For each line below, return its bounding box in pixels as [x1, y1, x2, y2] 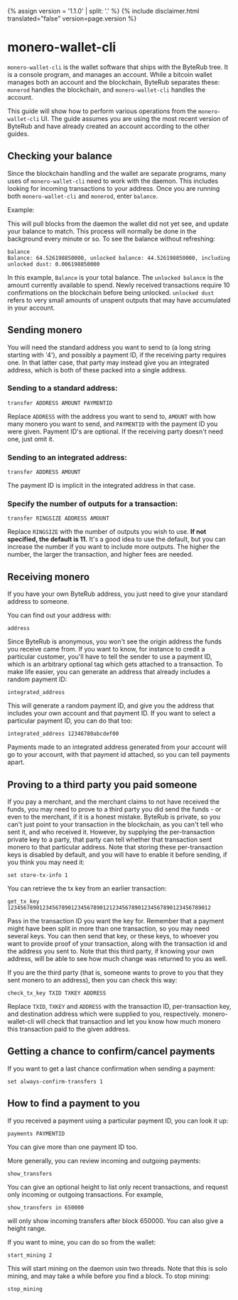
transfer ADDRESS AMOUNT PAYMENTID [7, 399, 113, 407]
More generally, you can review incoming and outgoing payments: [7, 1156, 201, 1165]
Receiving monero [7, 570, 90, 583]
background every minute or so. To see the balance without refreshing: [7, 234, 215, 243]
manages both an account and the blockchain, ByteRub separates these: [7, 78, 220, 86]
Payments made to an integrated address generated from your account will [7, 743, 227, 751]
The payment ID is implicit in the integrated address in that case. [7, 481, 196, 490]
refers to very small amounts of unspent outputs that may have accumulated [7, 295, 231, 304]
